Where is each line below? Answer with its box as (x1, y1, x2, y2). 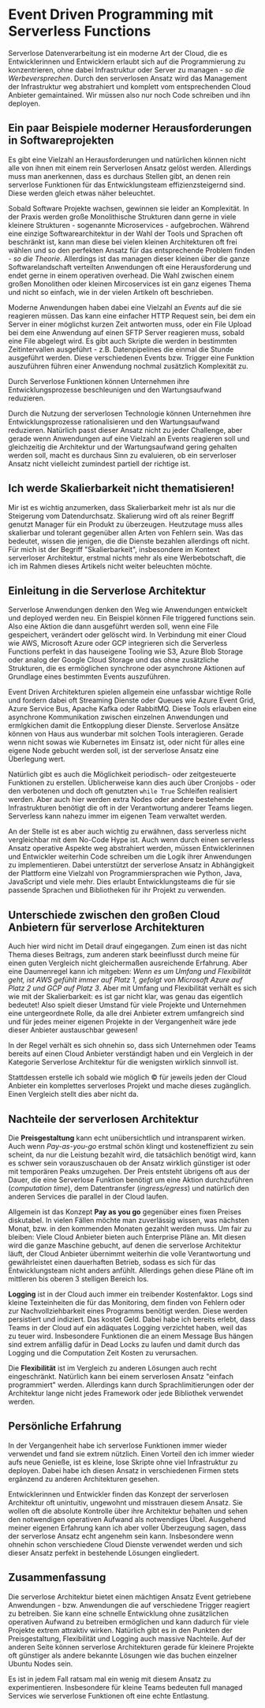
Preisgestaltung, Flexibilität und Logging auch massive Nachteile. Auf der (8, 1634, 246, 1643)
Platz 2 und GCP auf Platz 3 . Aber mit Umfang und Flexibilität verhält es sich (8, 983, 257, 993)
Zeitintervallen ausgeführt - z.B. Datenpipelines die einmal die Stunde (8, 345, 234, 354)
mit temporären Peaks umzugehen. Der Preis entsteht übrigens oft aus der (8, 1167, 250, 1176)
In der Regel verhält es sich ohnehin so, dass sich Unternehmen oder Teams (8, 1041, 256, 1050)
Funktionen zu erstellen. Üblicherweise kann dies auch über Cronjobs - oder (8, 778, 256, 788)
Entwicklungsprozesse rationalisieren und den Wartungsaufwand (8, 416, 220, 427)
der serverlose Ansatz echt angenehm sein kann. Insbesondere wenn (8, 1531, 234, 1541)
